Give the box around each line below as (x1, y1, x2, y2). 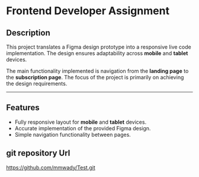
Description (6, 28, 50, 38)
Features (6, 102, 40, 113)
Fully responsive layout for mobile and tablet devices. (14, 118, 147, 125)
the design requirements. (6, 80, 68, 87)
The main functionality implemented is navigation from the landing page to (6, 67, 189, 75)
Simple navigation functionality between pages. (14, 131, 131, 138)
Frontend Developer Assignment (6, 4, 170, 18)
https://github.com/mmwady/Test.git (6, 164, 96, 171)
